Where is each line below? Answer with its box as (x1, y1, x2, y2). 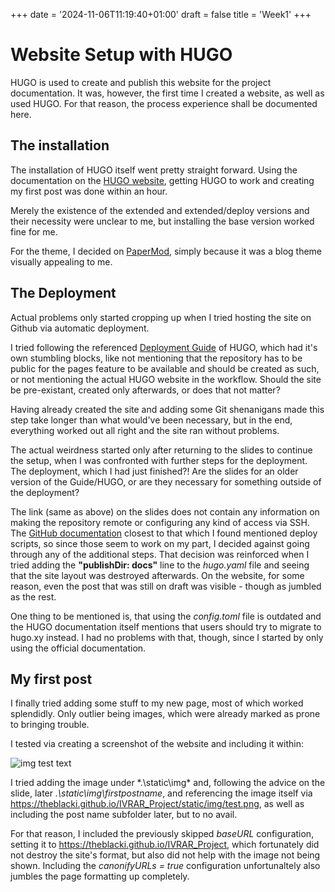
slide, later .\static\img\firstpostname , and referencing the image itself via (10, 787, 313, 799)
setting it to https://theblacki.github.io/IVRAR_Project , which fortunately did (10, 839, 320, 851)
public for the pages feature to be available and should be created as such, (10, 362, 320, 374)
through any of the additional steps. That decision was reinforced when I (10, 548, 310, 560)
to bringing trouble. (10, 719, 90, 731)
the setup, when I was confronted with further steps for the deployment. (10, 454, 308, 466)
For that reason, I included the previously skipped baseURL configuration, (10, 828, 315, 840)
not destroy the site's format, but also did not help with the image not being (10, 849, 321, 861)
